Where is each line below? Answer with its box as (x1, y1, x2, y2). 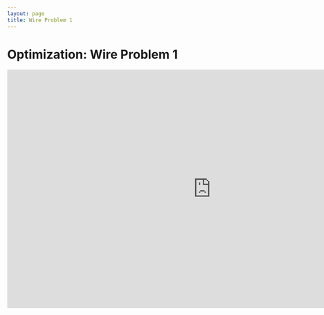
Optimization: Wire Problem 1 (7, 46, 178, 62)
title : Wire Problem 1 (7, 17, 73, 24)
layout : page (7, 10, 45, 17)
